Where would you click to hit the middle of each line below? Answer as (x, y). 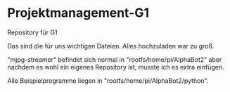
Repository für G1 (32, 32)
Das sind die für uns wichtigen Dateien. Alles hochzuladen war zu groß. (111, 46)
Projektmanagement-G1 (78, 13)
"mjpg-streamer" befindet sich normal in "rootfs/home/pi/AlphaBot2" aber (115, 59)
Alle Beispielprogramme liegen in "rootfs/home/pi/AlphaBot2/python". (108, 80)
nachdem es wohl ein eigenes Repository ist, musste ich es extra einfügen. (116, 67)
